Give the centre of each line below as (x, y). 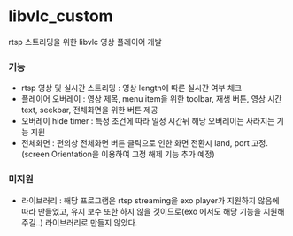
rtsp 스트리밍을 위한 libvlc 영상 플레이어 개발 (85, 42)
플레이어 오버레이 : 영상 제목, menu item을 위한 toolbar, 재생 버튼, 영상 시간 (151, 99)
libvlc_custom (61, 16)
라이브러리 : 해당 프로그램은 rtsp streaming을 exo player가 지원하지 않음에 (150, 200)
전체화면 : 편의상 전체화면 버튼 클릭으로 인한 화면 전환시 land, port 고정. (145, 143)
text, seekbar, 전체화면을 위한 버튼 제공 (89, 110)
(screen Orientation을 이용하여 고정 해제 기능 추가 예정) (118, 154)
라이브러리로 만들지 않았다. (91, 222)
